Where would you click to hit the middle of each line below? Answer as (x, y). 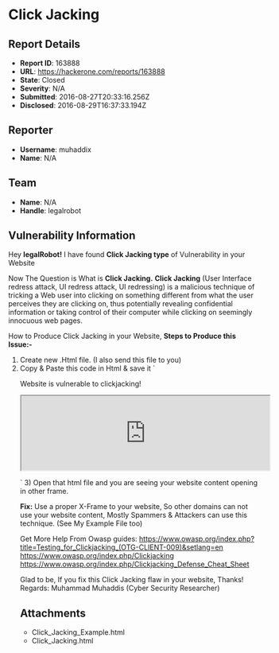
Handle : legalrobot (50, 210)
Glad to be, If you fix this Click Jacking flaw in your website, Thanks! (132, 580)
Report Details (45, 44)
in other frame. (44, 492)
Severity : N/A (42, 88)
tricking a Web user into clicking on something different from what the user (131, 295)
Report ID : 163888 (50, 63)
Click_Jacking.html (62, 641)
